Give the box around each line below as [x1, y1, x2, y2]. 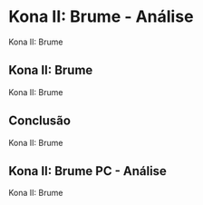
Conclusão [8, 113, 72, 129]
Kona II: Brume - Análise [8, 6, 194, 27]
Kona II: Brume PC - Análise [8, 163, 167, 179]
